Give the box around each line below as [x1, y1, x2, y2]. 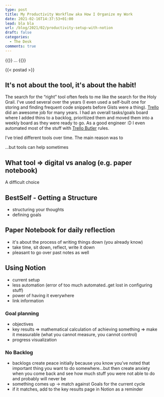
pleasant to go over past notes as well [12, 249, 89, 255]
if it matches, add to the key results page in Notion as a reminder [12, 386, 143, 392]
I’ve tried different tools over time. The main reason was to [5, 135, 124, 141]
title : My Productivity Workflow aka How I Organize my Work [5, 12, 133, 17]
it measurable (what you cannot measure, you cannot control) [12, 331, 137, 337]
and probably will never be [12, 376, 66, 382]
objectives [12, 321, 33, 327]
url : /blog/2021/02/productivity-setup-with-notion [5, 26, 113, 30]
